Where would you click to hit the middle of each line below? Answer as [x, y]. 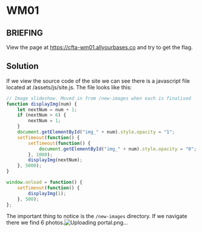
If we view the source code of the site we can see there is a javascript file [98, 81]
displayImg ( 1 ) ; [47, 193]
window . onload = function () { [45, 182]
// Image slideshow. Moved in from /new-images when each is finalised [99, 98]
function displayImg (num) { [42, 104]
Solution [22, 66]
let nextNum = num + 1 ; [47, 109]
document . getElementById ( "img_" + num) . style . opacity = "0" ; [118, 149]
